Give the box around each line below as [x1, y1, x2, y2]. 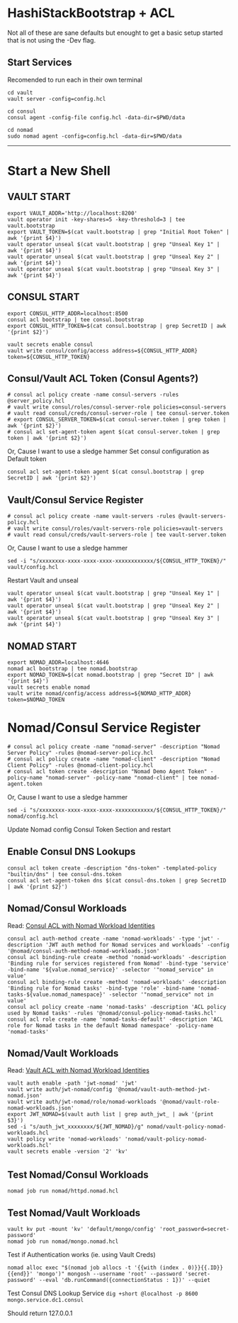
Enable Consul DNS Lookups [7, 846, 136, 858]
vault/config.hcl [7, 564, 59, 571]
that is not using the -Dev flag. [7, 35, 96, 44]
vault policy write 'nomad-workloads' [7, 1136, 122, 1143]
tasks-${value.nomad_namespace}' [7, 991, 106, 998]
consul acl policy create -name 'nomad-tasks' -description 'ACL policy [7, 1003, 227, 1010]
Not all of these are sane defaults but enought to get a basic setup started [7, 28, 223, 37]
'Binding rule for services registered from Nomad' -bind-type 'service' [7, 960, 230, 967]
